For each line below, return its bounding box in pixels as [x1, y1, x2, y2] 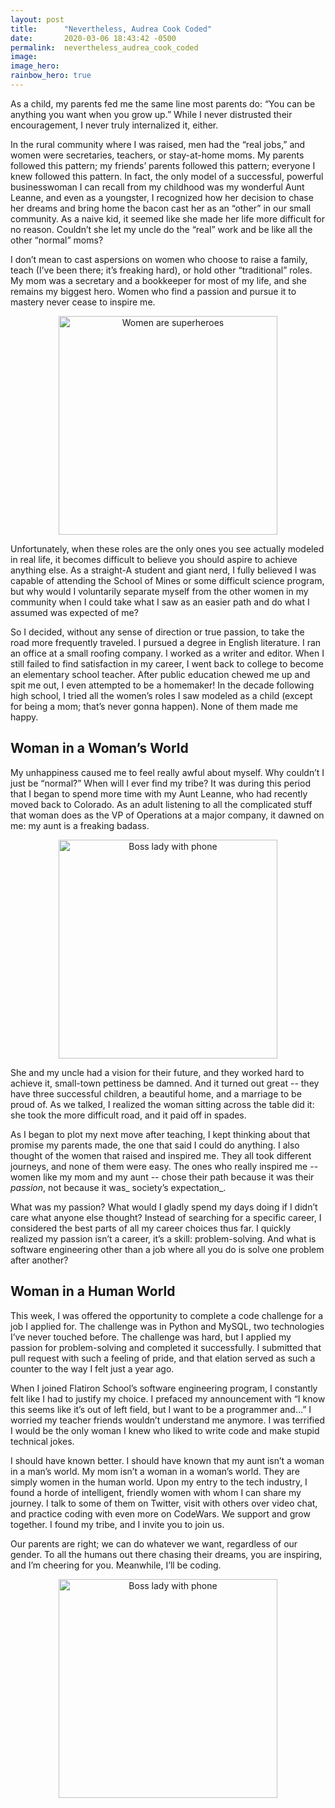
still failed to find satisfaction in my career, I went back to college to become [10, 657, 324, 670]
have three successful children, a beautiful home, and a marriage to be [10, 1087, 302, 1100]
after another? [10, 1254, 69, 1266]
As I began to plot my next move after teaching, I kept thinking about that [10, 1128, 311, 1140]
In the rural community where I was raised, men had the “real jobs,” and [10, 138, 306, 150]
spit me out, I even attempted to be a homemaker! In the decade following [10, 679, 315, 691]
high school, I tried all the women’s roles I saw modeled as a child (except [10, 689, 313, 701]
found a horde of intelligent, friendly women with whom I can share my [10, 1486, 302, 1498]
